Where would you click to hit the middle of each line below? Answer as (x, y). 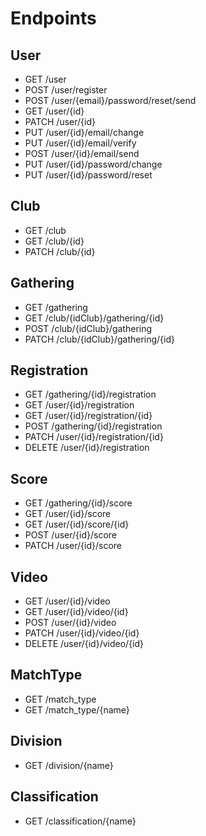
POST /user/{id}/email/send (82, 153)
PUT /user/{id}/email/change (84, 132)
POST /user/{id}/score (70, 535)
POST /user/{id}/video (70, 623)
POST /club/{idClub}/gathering (88, 328)
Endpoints (53, 18)
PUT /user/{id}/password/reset (88, 175)
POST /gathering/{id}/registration (93, 426)
